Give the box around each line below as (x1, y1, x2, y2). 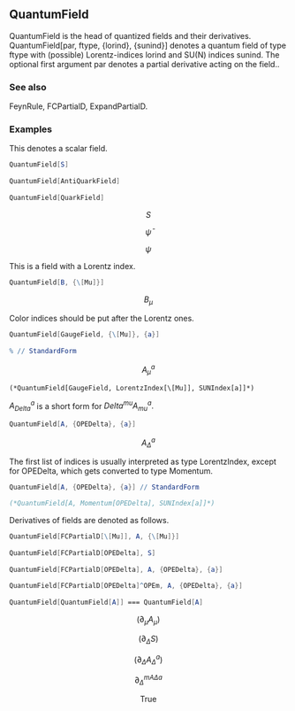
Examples (9, 123, 53, 135)
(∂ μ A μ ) (136, 614, 161, 627)
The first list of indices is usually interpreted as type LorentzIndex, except (9, 456, 276, 468)
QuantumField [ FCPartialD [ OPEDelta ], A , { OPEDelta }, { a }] (9, 565, 223, 574)
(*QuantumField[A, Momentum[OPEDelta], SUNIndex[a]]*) (9, 499, 216, 508)
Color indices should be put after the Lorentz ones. (9, 313, 194, 324)
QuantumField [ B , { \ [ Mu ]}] (9, 278, 104, 287)
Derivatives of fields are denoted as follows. (9, 515, 170, 526)
